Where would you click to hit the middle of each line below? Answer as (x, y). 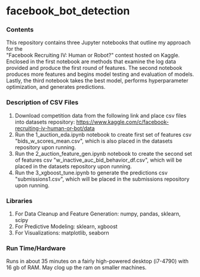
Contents (20, 30)
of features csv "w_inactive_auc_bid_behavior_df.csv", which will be (98, 160)
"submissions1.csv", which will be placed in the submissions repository (102, 179)
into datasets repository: (45, 122)
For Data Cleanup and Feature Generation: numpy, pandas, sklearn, (98, 214)
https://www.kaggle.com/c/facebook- (122, 122)
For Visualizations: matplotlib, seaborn (62, 233)
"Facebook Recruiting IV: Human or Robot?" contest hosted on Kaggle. (93, 56)
